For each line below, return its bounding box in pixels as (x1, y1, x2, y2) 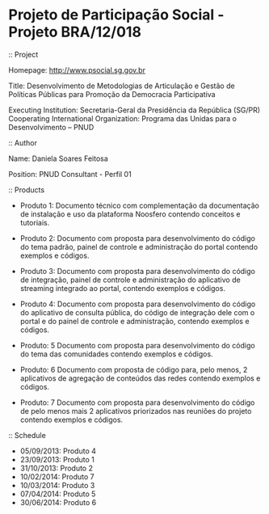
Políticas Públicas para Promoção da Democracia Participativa (8, 89, 216, 99)
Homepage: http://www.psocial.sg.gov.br (8, 65, 145, 74)
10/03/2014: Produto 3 (19, 480, 95, 490)
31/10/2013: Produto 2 (19, 463, 93, 473)
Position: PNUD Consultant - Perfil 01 (8, 169, 132, 179)
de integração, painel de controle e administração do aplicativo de (19, 275, 241, 284)
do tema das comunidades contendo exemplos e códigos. (19, 349, 213, 359)
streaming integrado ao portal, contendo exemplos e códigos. (19, 283, 226, 293)
